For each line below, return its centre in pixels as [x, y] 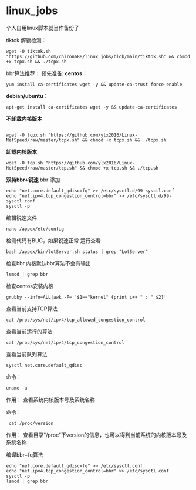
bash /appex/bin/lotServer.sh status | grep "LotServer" [77, 251]
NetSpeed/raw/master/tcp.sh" [42, 168]
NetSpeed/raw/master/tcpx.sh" [43, 140]
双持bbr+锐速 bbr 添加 [33, 180]
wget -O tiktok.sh [28, 51]
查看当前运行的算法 [29, 331]
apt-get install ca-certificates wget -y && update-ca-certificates [92, 107]
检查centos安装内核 [30, 286]
